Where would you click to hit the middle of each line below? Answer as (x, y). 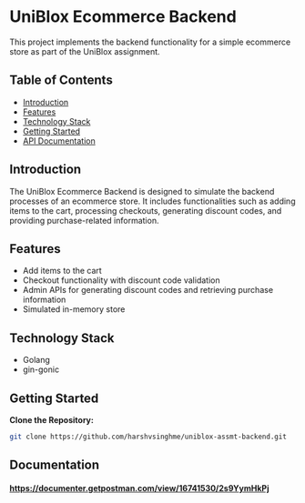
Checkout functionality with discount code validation (121, 280)
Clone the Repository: (51, 420)
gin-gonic (41, 369)
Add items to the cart (62, 271)
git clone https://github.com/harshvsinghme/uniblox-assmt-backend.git (148, 437)
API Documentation (59, 141)
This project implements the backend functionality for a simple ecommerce (150, 42)
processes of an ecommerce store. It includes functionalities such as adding (152, 201)
